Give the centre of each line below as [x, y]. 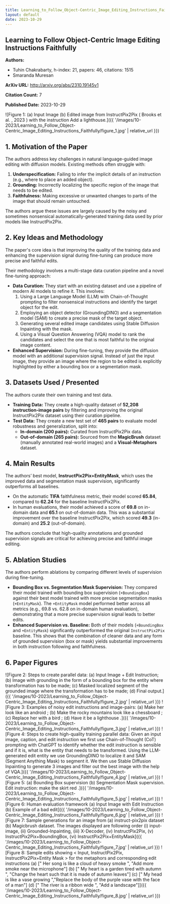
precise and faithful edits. [32, 260]
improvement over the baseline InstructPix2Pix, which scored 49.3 [82, 518]
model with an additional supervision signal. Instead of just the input [83, 356]
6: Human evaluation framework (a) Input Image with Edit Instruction [92, 804]
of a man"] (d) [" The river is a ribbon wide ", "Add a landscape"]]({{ [76, 885]
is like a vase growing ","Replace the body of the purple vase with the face [83, 880]
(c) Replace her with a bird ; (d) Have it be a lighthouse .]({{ [67, 718]
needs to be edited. [33, 190]
